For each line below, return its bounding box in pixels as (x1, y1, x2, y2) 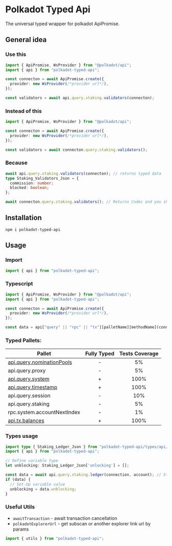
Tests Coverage (119, 350, 159, 357)
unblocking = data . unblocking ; (10, 486, 77, 492)
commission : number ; (10, 181, 54, 186)
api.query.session (8, 392, 51, 399)
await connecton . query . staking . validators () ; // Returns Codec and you (5, 199, 161, 205)
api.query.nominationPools (8, 359, 73, 366)
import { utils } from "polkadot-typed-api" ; (5, 536, 104, 541)
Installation (5, 213, 42, 222)
